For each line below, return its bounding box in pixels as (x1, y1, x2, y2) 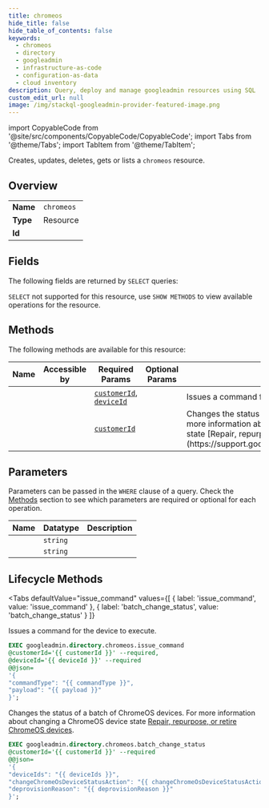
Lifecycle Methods (8, 572, 103, 585)
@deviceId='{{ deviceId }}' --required (8, 656, 142, 665)
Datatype (42, 522, 80, 533)
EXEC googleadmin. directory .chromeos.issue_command (8, 641, 184, 649)
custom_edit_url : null (8, 94, 84, 102)
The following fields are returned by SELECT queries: (8, 275, 179, 285)
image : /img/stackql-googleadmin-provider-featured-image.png (8, 101, 220, 109)
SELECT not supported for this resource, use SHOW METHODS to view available (8, 291, 253, 301)
